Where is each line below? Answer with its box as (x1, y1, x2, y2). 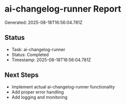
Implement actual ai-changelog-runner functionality (11, 84, 115, 89)
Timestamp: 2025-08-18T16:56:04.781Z (11, 57, 91, 63)
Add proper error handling (11, 89, 64, 95)
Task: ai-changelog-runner (11, 46, 65, 52)
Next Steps (4, 71, 39, 79)
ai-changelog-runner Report (4, 3, 122, 15)
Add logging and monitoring (11, 94, 68, 100)
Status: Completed (11, 52, 49, 57)
